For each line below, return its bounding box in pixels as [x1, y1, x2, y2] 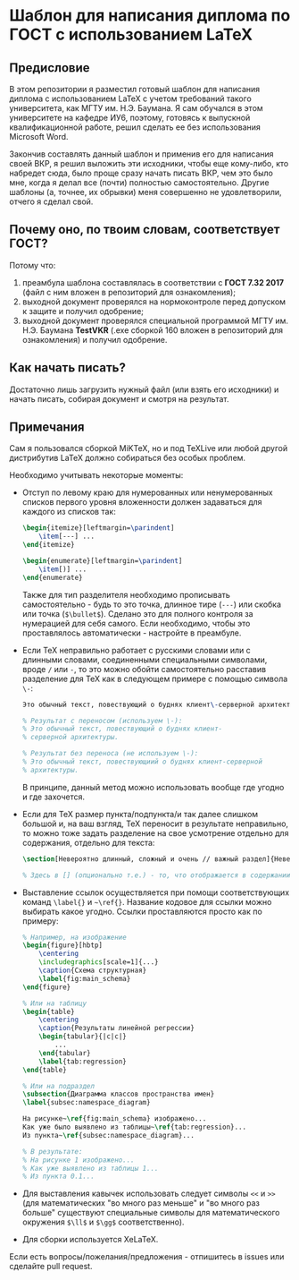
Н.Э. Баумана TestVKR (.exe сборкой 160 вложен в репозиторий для [21, 324, 284, 336]
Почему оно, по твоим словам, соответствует [9, 222, 280, 237]
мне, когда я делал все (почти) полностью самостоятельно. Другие [9, 177, 270, 188]
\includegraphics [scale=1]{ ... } [38, 958, 159, 967]
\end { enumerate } [21, 573, 83, 582]
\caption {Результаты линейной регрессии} [38, 1024, 195, 1033]
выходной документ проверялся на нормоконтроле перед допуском [21, 296, 287, 307]
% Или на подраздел [21, 1081, 96, 1090]
